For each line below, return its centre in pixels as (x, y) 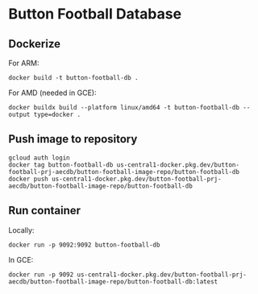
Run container (45, 211)
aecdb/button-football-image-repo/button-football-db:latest (113, 282)
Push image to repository (73, 139)
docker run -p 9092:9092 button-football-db (84, 245)
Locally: (21, 230)
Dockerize (35, 44)
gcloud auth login (39, 158)
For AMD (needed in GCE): (52, 93)
